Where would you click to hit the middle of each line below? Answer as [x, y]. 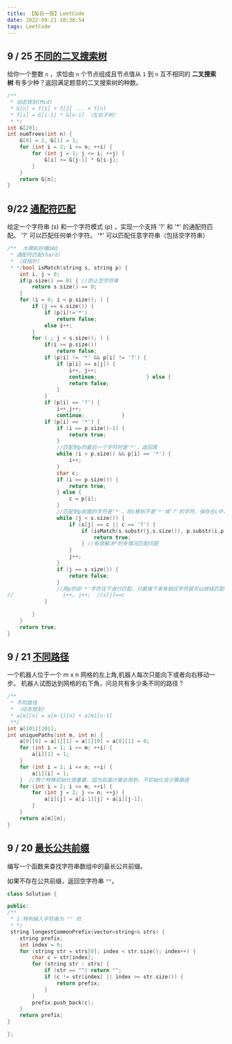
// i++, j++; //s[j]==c [66, 595]
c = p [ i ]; [83, 499]
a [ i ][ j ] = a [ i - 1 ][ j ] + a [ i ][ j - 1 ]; [94, 799]
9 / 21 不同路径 [38, 657]
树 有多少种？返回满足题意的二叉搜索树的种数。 [75, 83]
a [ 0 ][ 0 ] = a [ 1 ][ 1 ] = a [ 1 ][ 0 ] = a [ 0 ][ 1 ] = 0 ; [85, 742]
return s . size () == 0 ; [65, 287]
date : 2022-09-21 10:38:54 [46, 20]
